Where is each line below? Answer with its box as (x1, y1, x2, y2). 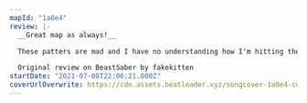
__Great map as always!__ (17, 30, 117, 39)
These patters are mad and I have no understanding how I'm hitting (17, 46, 284, 56)
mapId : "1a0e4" (9, 13, 68, 23)
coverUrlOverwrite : (9, 80, 84, 89)
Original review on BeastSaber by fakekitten (17, 63, 195, 73)
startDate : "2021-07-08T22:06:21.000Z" (9, 72, 162, 81)
